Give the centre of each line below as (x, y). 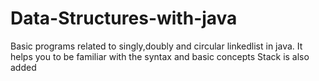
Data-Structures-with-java (124, 18)
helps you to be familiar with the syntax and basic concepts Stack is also (160, 56)
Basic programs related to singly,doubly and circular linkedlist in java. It (156, 46)
